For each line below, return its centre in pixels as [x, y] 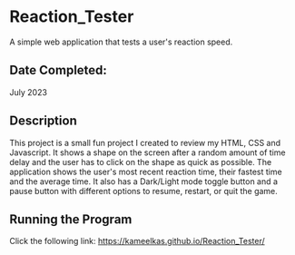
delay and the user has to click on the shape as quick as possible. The [141, 162]
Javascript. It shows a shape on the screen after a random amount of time [147, 152]
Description [43, 121]
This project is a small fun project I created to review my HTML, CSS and [145, 142]
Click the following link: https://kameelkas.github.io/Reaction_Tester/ [137, 241]
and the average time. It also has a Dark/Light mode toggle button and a [144, 181]
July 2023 [29, 92]
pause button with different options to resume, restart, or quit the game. [144, 191]
